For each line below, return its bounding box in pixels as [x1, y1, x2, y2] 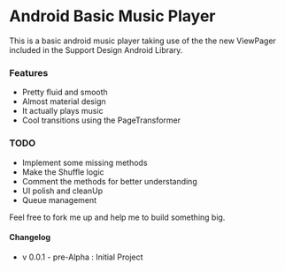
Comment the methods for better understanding [21, 176, 197, 186]
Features [9, 66, 49, 79]
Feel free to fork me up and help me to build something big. [9, 212, 226, 222]
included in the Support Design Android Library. [9, 44, 183, 55]
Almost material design [21, 96, 106, 107]
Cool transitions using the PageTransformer [21, 115, 181, 125]
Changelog [9, 232, 51, 243]
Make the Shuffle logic [21, 166, 104, 177]
